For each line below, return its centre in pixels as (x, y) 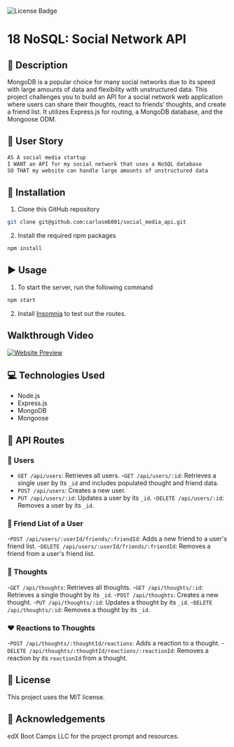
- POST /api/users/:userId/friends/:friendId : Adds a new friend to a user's (117, 539)
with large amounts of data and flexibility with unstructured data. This (108, 89)
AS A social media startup (47, 157)
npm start (22, 300)
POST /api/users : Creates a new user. (71, 490)
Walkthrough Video (50, 336)
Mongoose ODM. (32, 119)
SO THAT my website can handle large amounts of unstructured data (108, 171)
